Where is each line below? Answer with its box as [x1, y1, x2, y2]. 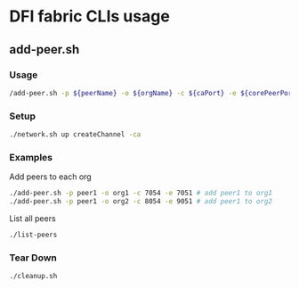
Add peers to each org [9, 171, 92, 182]
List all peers [9, 212, 56, 224]
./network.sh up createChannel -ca [9, 130, 141, 139]
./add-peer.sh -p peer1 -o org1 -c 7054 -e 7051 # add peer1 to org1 [9, 189, 273, 198]
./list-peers [9, 230, 58, 239]
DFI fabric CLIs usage [9, 6, 171, 27]
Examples [9, 151, 53, 163]
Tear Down [9, 252, 58, 264]
